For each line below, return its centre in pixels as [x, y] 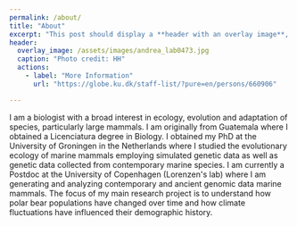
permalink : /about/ [45, 17]
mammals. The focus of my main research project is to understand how [140, 193]
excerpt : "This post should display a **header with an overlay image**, [149, 34]
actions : [33, 68]
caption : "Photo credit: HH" [71, 59]
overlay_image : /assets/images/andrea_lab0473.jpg [113, 51]
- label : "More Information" [79, 76]
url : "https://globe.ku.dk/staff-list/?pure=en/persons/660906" [155, 84]
